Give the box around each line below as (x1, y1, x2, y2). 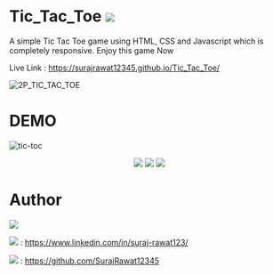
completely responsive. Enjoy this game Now (9, 44, 174, 55)
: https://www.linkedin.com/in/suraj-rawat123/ (20, 237, 189, 247)
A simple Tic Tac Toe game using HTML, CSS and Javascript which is (9, 36, 264, 46)
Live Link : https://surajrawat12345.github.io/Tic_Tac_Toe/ (9, 62, 221, 73)
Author (9, 190, 62, 210)
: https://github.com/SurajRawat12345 (20, 255, 160, 266)
